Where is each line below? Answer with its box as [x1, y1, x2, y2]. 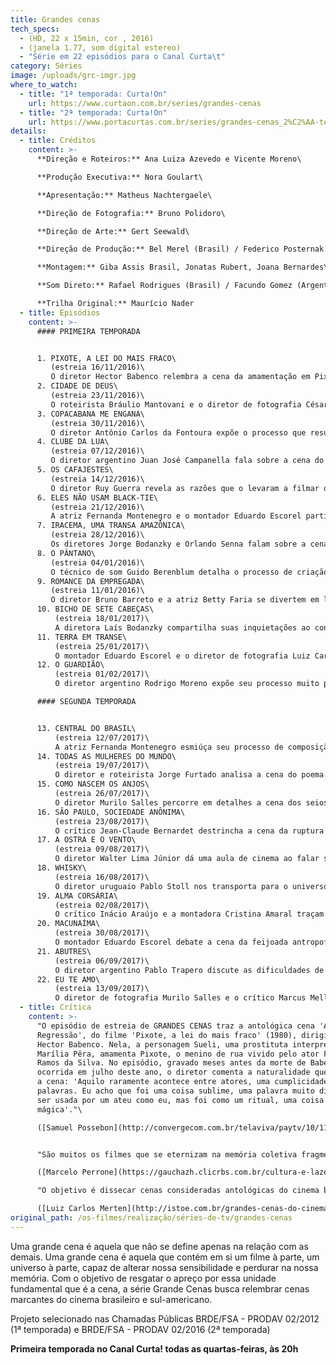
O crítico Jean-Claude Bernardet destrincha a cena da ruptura [54, 826, 325, 836]
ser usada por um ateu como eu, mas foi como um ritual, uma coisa [36, 1095, 325, 1105]
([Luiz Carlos [36, 1204, 97, 1214]
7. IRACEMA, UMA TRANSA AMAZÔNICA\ [36, 521, 186, 531]
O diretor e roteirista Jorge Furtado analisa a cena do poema [54, 770, 325, 780]
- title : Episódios [19, 307, 101, 318]
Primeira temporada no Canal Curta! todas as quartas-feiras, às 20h [10, 1342, 299, 1355]
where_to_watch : [10, 80, 78, 90]
